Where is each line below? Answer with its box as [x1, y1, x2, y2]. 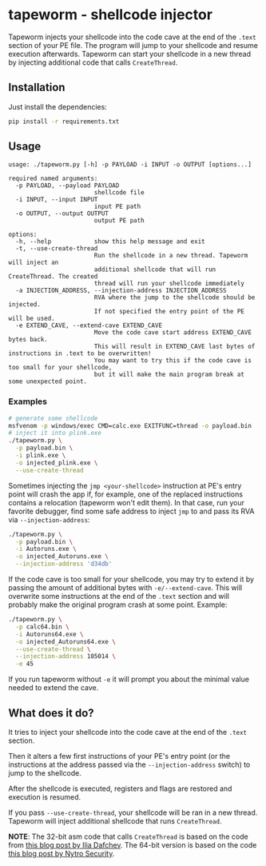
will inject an [8, 258, 59, 267]
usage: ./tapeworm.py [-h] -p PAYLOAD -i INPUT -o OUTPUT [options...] [8, 161, 252, 169]
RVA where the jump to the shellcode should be [93, 293, 256, 301]
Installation [8, 81, 66, 94]
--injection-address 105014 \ [15, 652, 116, 660]
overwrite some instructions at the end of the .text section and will [8, 592, 230, 601]
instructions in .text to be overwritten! [8, 349, 152, 357]
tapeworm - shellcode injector [8, 6, 213, 24]
